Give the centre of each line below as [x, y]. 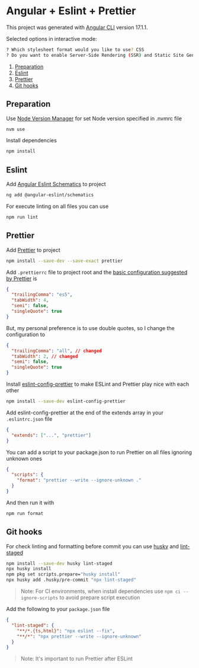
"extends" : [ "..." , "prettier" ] [52, 435]
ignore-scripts [39, 598]
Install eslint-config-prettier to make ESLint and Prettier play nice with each [98, 384]
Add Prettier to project [33, 250]
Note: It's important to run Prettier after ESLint [77, 659]
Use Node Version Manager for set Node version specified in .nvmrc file [94, 118]
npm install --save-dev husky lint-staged [59, 563]
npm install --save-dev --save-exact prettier [65, 261]
